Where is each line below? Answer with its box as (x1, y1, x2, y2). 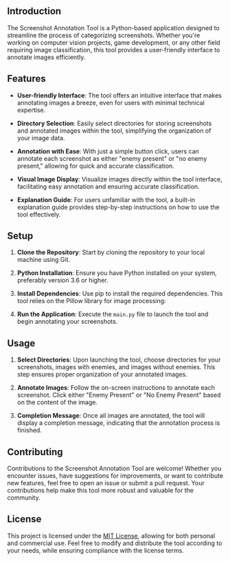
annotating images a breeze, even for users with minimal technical (16, 98, 205, 107)
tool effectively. (16, 210, 61, 219)
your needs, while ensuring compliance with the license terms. (7, 546, 184, 554)
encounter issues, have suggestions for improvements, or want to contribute (7, 472, 224, 480)
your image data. (16, 133, 65, 142)
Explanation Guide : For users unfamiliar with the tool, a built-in (16, 195, 196, 203)
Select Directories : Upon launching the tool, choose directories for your (16, 355, 221, 364)
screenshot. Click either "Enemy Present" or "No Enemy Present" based (16, 391, 221, 399)
